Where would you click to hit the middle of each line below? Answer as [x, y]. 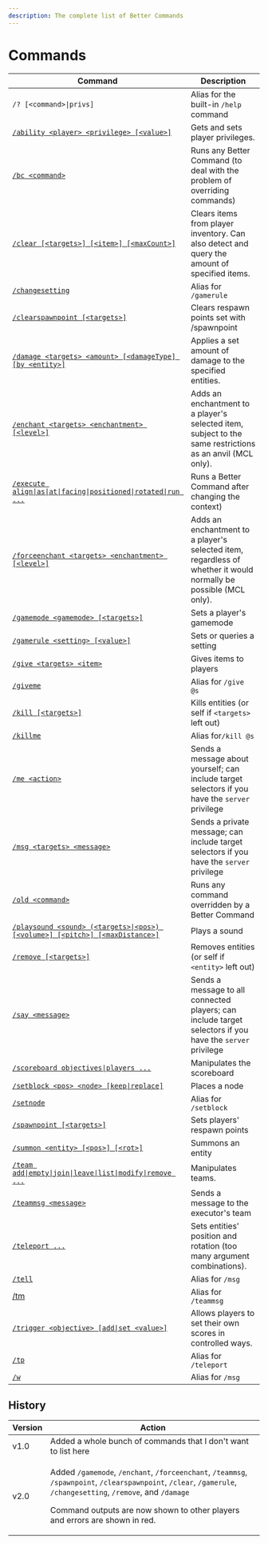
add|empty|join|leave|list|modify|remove [92, 1173]
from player [212, 223]
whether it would [222, 569]
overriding [210, 190]
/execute [29, 483]
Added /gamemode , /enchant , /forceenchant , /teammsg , [149, 1472]
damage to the [218, 360]
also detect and [219, 243]
